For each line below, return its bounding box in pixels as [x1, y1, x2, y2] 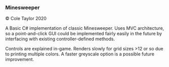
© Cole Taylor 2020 [5, 16, 47, 22]
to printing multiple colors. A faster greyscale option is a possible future [5, 51, 154, 57]
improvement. [5, 56, 34, 62]
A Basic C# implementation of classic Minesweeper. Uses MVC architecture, [5, 25, 164, 31]
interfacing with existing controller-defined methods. [5, 36, 115, 42]
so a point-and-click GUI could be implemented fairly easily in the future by [5, 31, 162, 37]
